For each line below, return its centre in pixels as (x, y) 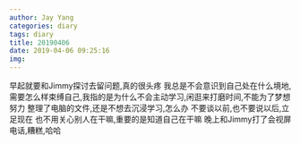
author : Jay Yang (42, 17)
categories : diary (43, 26)
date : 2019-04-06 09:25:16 (60, 51)
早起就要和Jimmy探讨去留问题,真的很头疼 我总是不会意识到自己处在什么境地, (150, 85)
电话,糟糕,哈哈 (35, 130)
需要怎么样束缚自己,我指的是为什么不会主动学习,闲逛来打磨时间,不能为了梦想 (150, 97)
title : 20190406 (39, 42)
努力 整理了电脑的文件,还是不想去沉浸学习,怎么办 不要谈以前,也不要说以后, (146, 108)
